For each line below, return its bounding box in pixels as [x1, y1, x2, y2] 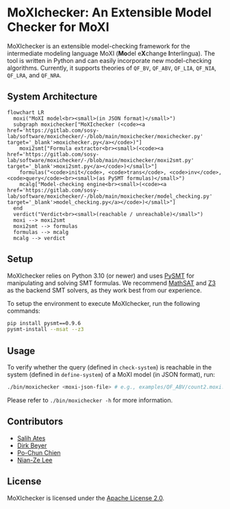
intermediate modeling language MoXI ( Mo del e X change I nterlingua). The [7, 49, 216, 57]
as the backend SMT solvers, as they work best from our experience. [7, 286, 202, 294]
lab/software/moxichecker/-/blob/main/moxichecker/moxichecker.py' [7, 133, 204, 140]
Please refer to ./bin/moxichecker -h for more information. [7, 396, 173, 404]
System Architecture [7, 91, 98, 103]
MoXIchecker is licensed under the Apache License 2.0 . [7, 494, 165, 502]
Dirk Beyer [16, 441, 47, 449]
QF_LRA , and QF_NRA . [7, 70, 62, 79]
